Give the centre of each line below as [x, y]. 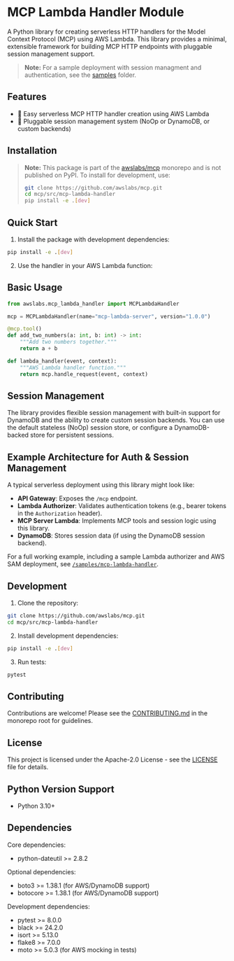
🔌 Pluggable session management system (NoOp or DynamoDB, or [114, 121]
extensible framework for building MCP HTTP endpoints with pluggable [110, 46]
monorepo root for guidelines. [50, 721]
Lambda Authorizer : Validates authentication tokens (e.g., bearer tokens [122, 506]
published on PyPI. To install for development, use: [97, 175]
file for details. [28, 767]
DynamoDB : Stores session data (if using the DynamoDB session [111, 535]
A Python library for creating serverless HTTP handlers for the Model [107, 31]
